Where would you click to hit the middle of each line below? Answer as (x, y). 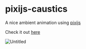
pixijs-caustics (36, 9)
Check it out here (23, 32)
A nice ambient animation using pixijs (43, 23)
